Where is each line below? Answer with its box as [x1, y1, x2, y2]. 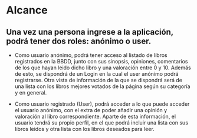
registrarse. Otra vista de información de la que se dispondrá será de [14, 77, 183, 83]
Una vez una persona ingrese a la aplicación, [6, 27, 174, 37]
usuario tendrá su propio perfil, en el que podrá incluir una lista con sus [14, 119, 189, 126]
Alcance [6, 4, 48, 17]
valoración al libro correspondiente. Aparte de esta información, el [14, 113, 176, 120]
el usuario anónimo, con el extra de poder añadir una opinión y [14, 107, 168, 113]
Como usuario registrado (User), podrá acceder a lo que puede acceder [14, 100, 190, 107]
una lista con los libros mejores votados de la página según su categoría [14, 83, 191, 90]
